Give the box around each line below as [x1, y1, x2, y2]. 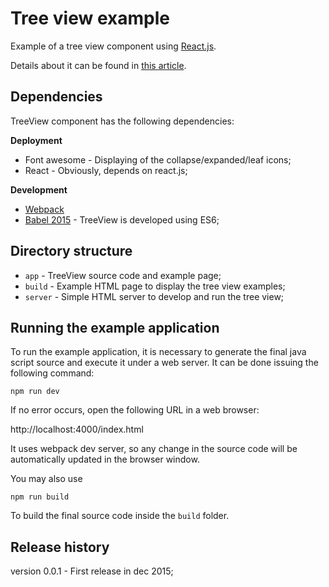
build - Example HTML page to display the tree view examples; [24, 280, 286, 292]
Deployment [10, 134, 63, 146]
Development [10, 183, 68, 196]
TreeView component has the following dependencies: [10, 115, 235, 127]
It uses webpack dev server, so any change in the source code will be [10, 443, 298, 455]
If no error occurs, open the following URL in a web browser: [10, 404, 260, 416]
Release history [10, 538, 110, 556]
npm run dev [10, 387, 60, 397]
